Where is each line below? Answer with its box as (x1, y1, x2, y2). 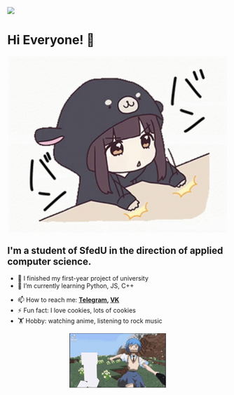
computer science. (7, 255, 92, 267)
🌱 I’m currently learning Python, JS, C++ (17, 281, 135, 290)
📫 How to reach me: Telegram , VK (17, 295, 120, 304)
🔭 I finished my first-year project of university (17, 274, 149, 283)
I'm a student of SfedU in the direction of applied (7, 244, 223, 256)
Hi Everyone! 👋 (7, 32, 95, 48)
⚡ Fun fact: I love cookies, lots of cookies (17, 306, 137, 315)
